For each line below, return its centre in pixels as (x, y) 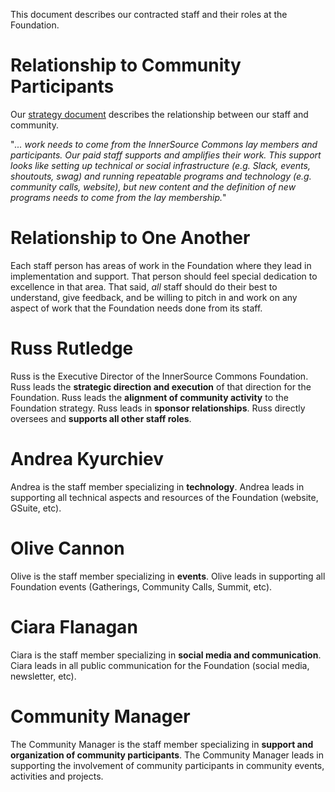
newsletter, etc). (43, 676)
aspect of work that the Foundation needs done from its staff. (136, 308)
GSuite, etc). (36, 508)
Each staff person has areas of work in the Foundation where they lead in (161, 265)
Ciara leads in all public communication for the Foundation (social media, (160, 665)
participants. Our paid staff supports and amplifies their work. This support (166, 155)
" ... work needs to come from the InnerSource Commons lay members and (164, 144)
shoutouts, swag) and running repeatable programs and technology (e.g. (161, 176)
